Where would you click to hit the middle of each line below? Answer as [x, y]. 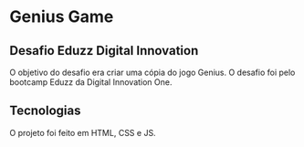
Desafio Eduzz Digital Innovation [104, 51]
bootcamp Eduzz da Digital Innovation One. [91, 82]
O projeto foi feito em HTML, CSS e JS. [83, 132]
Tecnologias [45, 111]
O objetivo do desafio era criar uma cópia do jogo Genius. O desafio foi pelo [152, 72]
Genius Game [62, 17]
